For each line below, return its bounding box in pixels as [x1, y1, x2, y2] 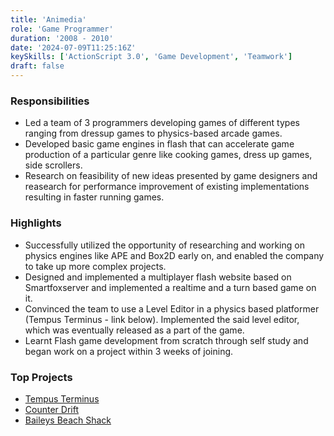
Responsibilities [10, 94, 90, 108]
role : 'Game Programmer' [10, 24, 114, 34]
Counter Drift [24, 403, 79, 415]
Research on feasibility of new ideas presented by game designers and [24, 170, 318, 182]
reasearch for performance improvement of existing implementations [24, 181, 310, 193]
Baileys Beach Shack [24, 414, 112, 426]
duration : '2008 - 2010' [10, 33, 114, 43]
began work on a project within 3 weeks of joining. [24, 345, 234, 357]
